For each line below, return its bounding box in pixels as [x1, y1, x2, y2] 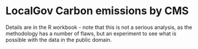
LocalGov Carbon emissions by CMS [5, 4, 189, 18]
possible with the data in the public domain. [5, 36, 112, 43]
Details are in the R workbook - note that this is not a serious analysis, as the [5, 24, 193, 31]
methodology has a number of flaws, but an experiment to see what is [5, 30, 177, 37]
